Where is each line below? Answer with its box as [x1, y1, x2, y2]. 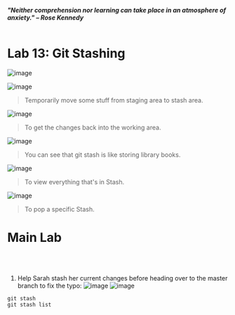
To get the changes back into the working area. [24, 123, 161, 131]
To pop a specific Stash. [24, 205, 95, 213]
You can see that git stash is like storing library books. [24, 150, 181, 159]
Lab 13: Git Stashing [7, 46, 126, 62]
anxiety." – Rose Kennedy [7, 13, 84, 22]
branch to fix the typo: [17, 281, 82, 290]
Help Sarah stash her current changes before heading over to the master [17, 274, 228, 282]
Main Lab [7, 230, 62, 245]
